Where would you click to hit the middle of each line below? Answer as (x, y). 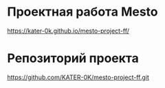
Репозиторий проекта (73, 58)
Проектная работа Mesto (82, 12)
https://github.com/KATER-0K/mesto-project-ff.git (78, 77)
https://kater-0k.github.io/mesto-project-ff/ (68, 31)
